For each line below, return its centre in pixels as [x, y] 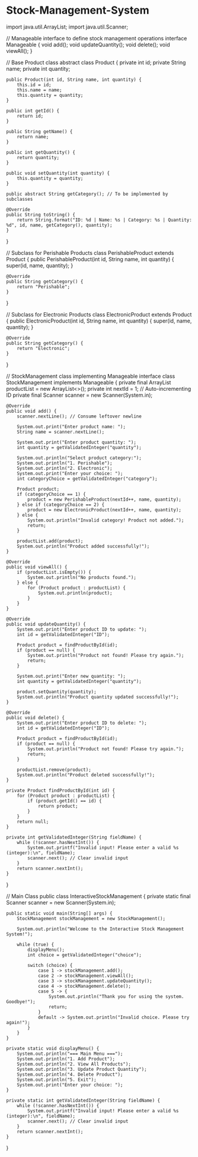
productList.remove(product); [54, 770]
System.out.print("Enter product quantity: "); [76, 442]
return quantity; [38, 157]
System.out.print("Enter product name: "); [71, 426]
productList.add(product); [50, 541]
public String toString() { [41, 214]
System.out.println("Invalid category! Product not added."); [106, 520]
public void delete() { [36, 717]
